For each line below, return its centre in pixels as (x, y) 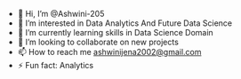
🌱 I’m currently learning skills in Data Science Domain (115, 32)
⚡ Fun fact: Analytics (56, 65)
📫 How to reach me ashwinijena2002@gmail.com (109, 52)
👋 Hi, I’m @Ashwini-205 (61, 14)
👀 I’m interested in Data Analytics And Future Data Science (125, 23)
